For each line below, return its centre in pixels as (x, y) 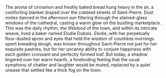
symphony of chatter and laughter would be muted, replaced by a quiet (78, 65)
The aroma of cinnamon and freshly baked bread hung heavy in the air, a (80, 7)
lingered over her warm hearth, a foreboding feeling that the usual (72, 59)
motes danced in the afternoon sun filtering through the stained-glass (76, 18)
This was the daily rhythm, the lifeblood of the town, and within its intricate (81, 28)
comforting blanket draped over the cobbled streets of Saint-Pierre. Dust (79, 12)
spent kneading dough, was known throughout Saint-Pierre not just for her (81, 44)
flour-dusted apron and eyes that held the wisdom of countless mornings (80, 39)
